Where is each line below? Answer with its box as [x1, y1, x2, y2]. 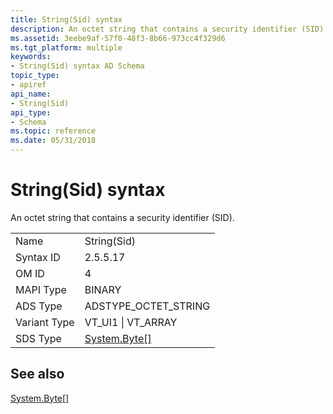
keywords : [10, 52, 52, 62]
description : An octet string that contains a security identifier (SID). [10, 24, 329, 34]
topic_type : [10, 71, 60, 81]
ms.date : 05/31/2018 [10, 136, 97, 146]
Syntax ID [15, 250, 61, 264]
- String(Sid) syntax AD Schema [10, 61, 145, 71]
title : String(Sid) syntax [10, 14, 123, 25]
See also [10, 366, 65, 383]
